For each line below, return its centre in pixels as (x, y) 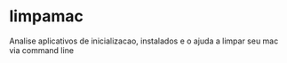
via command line (41, 50)
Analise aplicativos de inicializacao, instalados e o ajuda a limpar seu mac (144, 41)
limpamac (47, 16)
